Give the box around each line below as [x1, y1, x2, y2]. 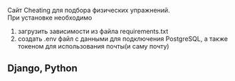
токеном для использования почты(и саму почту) [17, 42, 169, 50]
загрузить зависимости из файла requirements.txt [17, 27, 169, 35]
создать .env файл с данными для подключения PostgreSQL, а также [17, 35, 228, 43]
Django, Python [7, 63, 78, 75]
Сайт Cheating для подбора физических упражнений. [7, 6, 170, 14]
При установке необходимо [7, 13, 93, 22]
